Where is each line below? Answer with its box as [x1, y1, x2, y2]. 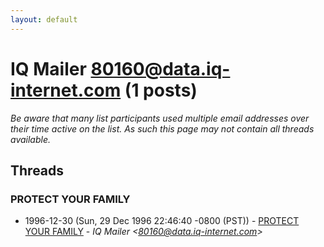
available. [10, 133, 52, 145]
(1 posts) [124, 79, 198, 101]
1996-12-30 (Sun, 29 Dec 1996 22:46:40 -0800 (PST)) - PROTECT [24, 215, 300, 227]
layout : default [10, 14, 78, 25]
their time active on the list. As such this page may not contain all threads [10, 122, 315, 135]
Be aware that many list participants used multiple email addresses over [10, 112, 310, 124]
